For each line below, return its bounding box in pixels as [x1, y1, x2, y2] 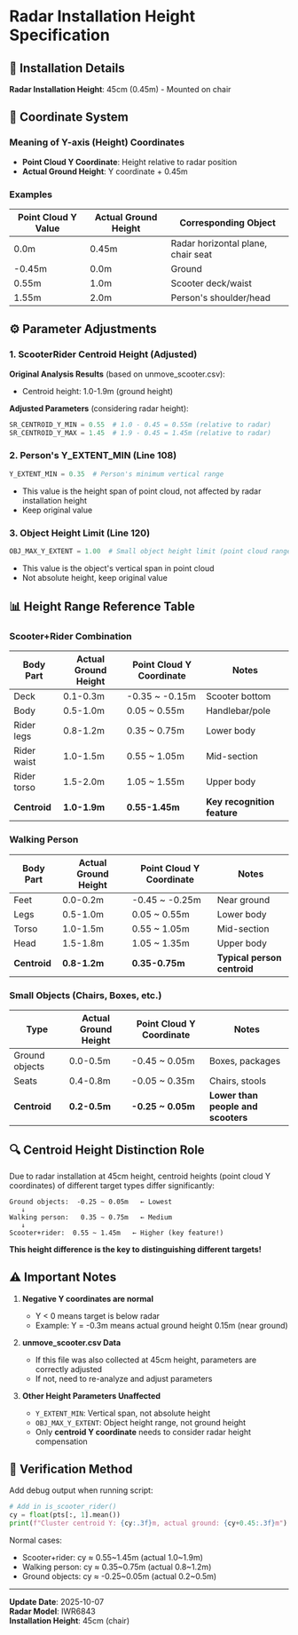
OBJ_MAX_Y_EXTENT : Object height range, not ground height [35, 1417, 247, 1427]
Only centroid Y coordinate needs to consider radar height [35, 1426, 251, 1437]
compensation [35, 1436, 89, 1447]
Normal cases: [9, 1535, 62, 1546]
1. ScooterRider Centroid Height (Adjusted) [9, 348, 198, 361]
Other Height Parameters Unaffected [21, 1390, 161, 1401]
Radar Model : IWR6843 [9, 1606, 96, 1617]
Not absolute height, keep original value [21, 572, 169, 583]
